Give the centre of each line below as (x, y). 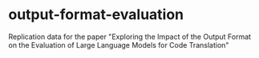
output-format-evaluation (96, 15)
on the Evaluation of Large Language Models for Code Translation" (119, 44)
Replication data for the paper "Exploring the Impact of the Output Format (129, 37)
